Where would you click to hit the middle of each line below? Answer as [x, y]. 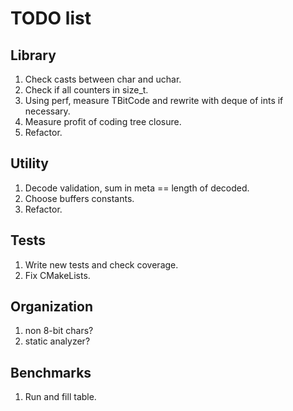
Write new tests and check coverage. [101, 264]
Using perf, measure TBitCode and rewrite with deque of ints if [154, 100]
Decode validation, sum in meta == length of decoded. [137, 188]
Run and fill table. [60, 397]
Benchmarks [51, 372]
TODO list [51, 18]
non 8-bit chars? [59, 331]
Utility [29, 163]
